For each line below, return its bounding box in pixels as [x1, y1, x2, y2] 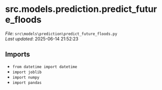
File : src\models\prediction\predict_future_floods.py [5, 30, 118, 36]
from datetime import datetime [12, 64, 78, 69]
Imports [5, 50, 30, 59]
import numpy [12, 75, 40, 80]
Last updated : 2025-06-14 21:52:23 [5, 36, 79, 42]
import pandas [12, 80, 42, 85]
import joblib [12, 70, 42, 75]
